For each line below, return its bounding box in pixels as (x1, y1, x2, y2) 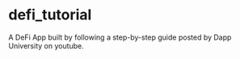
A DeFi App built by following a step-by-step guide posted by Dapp (8, 32, 232, 42)
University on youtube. (8, 40, 85, 50)
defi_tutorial (8, 6, 92, 24)
